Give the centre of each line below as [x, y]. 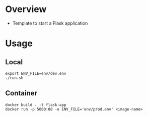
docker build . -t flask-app [36, 105]
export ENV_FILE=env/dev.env [36, 73]
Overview [26, 9]
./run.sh [14, 78]
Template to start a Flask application [50, 23]
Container [21, 93]
